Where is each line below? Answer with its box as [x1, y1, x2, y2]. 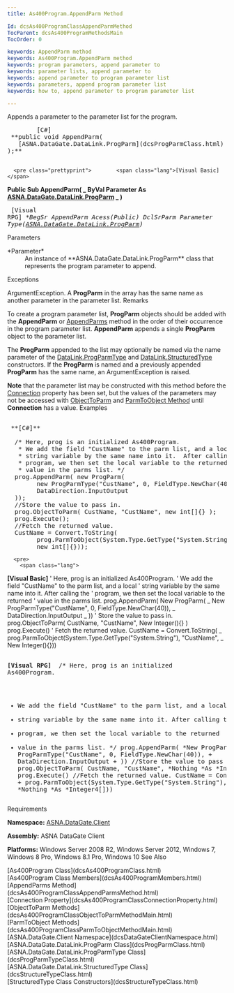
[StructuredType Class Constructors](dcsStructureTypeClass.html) [7, 978, 198, 986]
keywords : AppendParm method [7, 48, 92, 56]
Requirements [7, 804, 47, 814]
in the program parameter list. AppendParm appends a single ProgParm [7, 325, 215, 333]
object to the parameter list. [7, 332, 87, 341]
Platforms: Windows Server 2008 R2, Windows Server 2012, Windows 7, [7, 846, 216, 854]
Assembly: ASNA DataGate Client [7, 832, 105, 840]
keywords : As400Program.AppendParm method [7, 55, 132, 62]
